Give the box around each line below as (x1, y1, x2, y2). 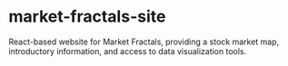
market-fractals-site (8, 6, 166, 27)
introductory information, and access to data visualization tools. (8, 45, 247, 56)
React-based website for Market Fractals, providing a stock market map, (8, 36, 280, 47)
